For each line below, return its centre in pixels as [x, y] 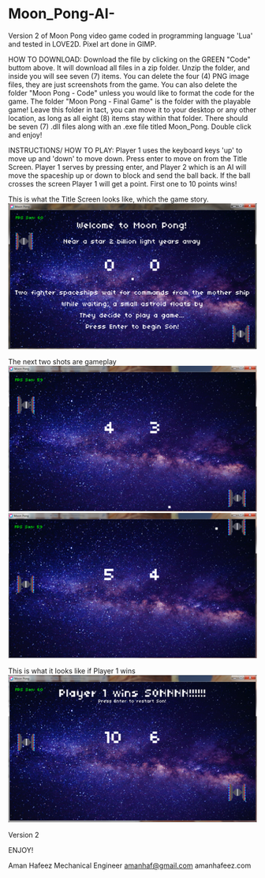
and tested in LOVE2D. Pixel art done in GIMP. [82, 43]
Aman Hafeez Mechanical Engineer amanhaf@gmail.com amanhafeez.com [130, 865]
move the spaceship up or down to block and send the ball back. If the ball [129, 175]
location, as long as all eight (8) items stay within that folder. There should [128, 118]
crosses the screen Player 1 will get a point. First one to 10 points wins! [123, 183]
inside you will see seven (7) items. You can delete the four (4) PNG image [129, 76]
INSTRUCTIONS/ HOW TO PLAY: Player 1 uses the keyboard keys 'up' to [125, 150]
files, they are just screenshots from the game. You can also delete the [123, 85]
